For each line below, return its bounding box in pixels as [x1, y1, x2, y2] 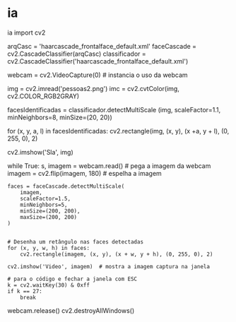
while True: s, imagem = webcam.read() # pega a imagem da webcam [7, 161, 211, 170]
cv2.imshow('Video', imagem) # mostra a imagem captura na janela [7, 263, 211, 270]
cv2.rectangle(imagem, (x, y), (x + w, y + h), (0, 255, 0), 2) [20, 251, 213, 258]
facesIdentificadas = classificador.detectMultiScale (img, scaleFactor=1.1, [7, 105, 221, 114]
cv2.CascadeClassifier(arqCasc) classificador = [7, 49, 146, 58]
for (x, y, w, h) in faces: [7, 244, 90, 251]
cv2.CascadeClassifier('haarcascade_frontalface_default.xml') [7, 56, 189, 65]
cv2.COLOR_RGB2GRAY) [7, 92, 80, 100]
